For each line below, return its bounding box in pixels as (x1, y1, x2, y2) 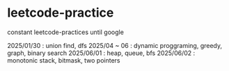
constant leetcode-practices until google (7, 28, 124, 36)
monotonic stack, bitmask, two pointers (7, 56, 120, 64)
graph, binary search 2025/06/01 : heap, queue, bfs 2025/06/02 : (7, 49, 196, 57)
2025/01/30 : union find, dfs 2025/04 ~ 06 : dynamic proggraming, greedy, (7, 41, 223, 49)
